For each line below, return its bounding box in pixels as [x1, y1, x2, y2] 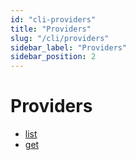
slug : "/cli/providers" [10, 33, 110, 43]
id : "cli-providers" [10, 14, 97, 25]
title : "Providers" [10, 24, 92, 34]
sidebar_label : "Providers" [10, 42, 128, 53]
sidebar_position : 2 [10, 52, 97, 62]
